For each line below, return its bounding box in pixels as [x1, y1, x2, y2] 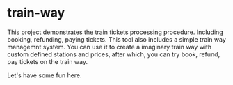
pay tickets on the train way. [7, 57, 88, 65]
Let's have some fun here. [7, 71, 82, 79]
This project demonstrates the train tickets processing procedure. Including [7, 28, 224, 36]
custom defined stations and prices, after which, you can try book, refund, [7, 50, 220, 59]
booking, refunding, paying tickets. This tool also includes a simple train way [7, 35, 226, 43]
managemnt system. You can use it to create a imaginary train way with [7, 42, 212, 51]
